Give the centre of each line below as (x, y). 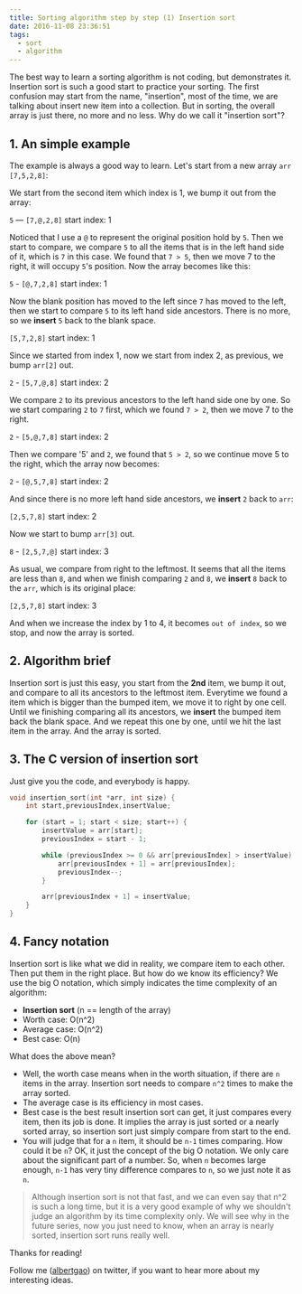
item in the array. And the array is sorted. (85, 731)
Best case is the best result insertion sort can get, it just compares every (157, 1111)
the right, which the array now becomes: (85, 464)
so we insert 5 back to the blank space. (82, 320)
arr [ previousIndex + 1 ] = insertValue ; (117, 897)
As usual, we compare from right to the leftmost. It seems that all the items (148, 568)
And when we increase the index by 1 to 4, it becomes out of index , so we (148, 623)
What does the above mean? (62, 1056)
